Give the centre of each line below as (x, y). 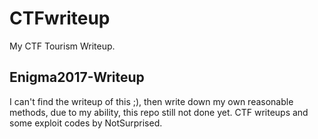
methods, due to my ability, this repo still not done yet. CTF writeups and (159, 112)
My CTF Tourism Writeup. (62, 46)
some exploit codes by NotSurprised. (86, 123)
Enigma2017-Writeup (77, 77)
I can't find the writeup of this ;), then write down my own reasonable (151, 101)
